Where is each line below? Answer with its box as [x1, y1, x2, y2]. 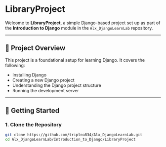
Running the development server [12, 87, 79, 93]
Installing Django [12, 72, 47, 77]
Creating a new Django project [12, 77, 75, 83]
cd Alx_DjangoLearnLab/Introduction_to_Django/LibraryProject [5, 137, 136, 142]
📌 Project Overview [5, 44, 66, 52]
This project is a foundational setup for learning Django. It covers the [5, 57, 145, 63]
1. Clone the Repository [5, 121, 62, 128]
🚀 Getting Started [5, 107, 60, 115]
